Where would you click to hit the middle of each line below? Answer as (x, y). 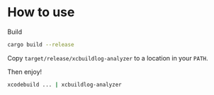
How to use (41, 12)
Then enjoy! (25, 72)
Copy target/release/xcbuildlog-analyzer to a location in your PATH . (108, 58)
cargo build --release (41, 44)
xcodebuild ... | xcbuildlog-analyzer (64, 84)
